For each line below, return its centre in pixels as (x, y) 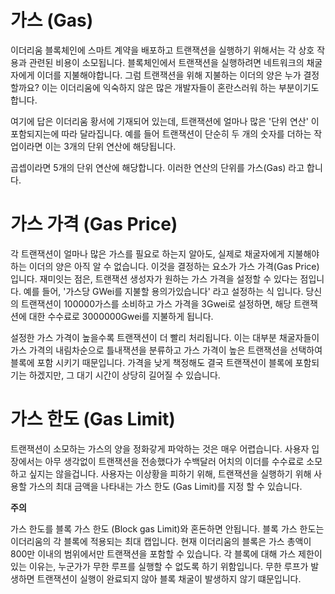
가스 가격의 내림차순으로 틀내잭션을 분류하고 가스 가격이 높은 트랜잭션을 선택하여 (166, 350)
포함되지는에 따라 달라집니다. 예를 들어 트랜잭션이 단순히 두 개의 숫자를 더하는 (161, 133)
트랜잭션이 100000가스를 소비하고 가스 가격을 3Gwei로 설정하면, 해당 (156, 303)
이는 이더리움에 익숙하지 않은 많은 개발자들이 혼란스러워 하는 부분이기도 (180, 87)
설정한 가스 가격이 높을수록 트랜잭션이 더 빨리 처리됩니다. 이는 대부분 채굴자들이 (165, 337)
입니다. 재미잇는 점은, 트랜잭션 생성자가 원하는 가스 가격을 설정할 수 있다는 (154, 278)
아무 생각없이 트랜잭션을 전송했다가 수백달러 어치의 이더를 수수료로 (174, 461)
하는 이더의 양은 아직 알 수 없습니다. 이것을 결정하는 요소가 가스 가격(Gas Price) (165, 266)
